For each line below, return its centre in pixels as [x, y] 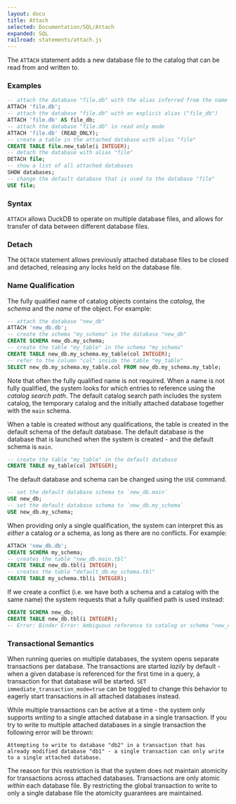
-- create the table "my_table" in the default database [92, 459]
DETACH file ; [26, 159]
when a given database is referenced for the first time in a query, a [104, 674]
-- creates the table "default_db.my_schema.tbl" [81, 572]
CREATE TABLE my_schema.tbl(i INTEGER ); [67, 579]
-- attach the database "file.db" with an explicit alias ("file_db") [113, 113]
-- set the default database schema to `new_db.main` [88, 492]
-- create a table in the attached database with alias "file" [102, 139]
